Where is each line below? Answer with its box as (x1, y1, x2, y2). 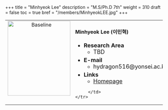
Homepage (93, 77, 123, 85)
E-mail (83, 56, 102, 64)
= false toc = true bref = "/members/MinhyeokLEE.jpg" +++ (5, 9, 128, 15)
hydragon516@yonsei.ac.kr (93, 63, 167, 70)
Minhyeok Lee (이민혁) (75, 28, 129, 35)
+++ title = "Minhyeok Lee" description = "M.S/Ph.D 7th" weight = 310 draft (5, 4, 161, 10)
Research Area (83, 42, 124, 49)
